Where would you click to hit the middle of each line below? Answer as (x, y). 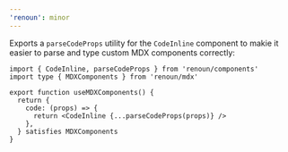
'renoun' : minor (39, 17)
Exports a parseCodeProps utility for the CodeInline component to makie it (144, 43)
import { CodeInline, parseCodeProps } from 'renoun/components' (134, 69)
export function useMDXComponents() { (82, 92)
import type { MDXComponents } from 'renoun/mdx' (104, 77)
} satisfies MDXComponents (68, 131)
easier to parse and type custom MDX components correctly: (122, 52)
